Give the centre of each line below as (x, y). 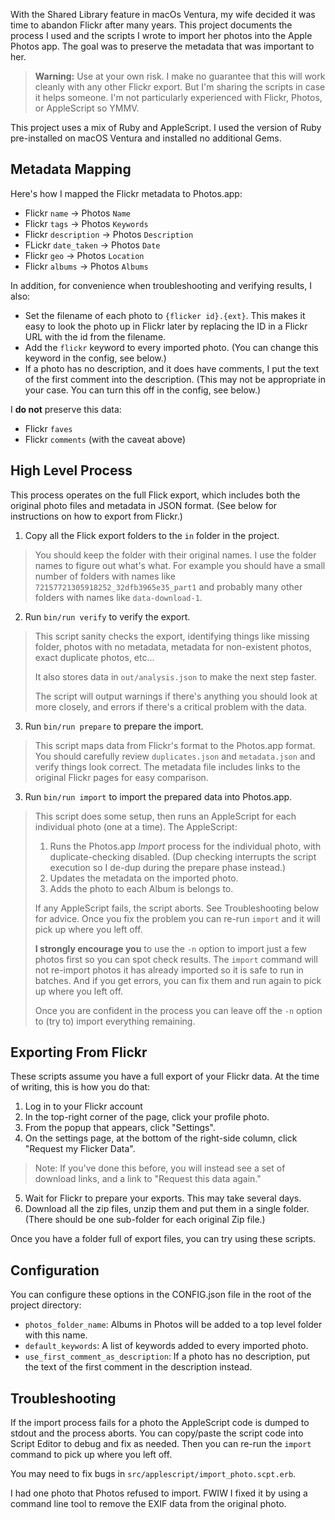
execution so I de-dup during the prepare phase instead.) (168, 867)
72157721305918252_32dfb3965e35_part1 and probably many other (168, 586)
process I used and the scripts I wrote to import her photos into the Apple (161, 35)
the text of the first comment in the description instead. (138, 1367)
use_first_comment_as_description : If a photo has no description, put (167, 1356)
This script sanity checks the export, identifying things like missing (172, 636)
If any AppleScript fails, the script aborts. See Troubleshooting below (177, 908)
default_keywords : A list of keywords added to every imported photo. (166, 1346)
